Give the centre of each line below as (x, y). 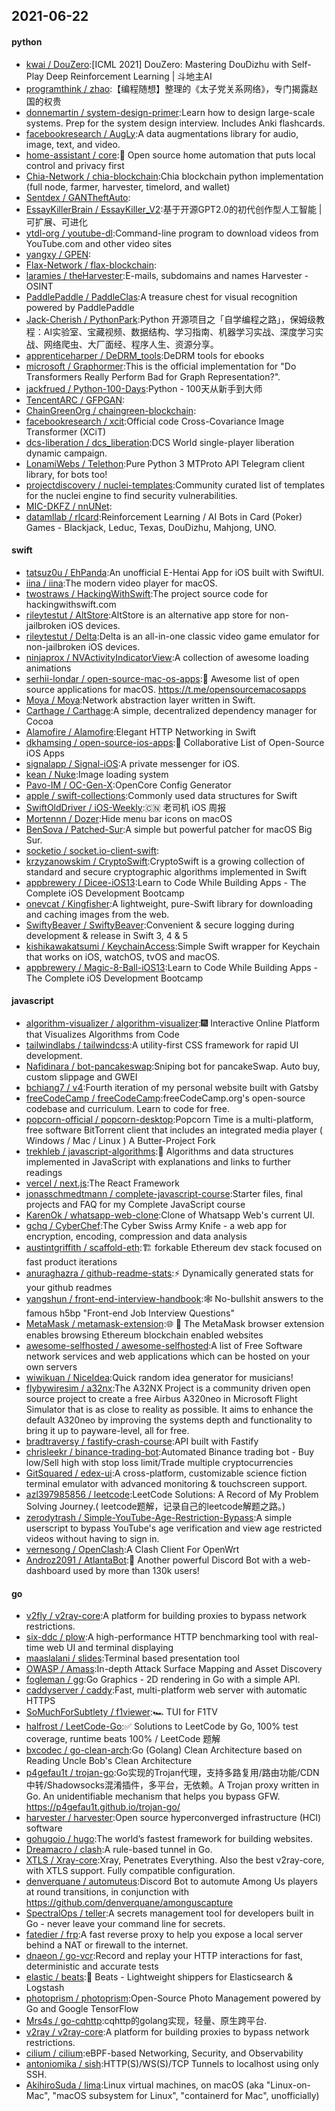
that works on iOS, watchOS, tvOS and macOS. (123, 956)
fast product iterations (71, 1262)
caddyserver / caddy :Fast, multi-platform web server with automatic (166, 1690)
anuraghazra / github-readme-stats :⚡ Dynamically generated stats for (169, 1273)
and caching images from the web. (97, 914)
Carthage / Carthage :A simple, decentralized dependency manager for (171, 710)
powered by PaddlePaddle (80, 307)
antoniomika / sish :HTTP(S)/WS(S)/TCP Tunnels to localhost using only (172, 2064)
